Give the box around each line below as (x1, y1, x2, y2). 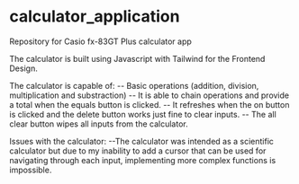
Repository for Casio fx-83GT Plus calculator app (9, 36, 192, 47)
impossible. (9, 164, 52, 175)
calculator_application (9, 6, 180, 27)
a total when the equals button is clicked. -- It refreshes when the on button (9, 99, 290, 110)
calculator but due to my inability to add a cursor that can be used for (9, 145, 267, 156)
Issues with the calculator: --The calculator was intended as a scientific (9, 136, 275, 146)
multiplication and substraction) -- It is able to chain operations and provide (9, 90, 290, 101)
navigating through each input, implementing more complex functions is (9, 154, 276, 165)
